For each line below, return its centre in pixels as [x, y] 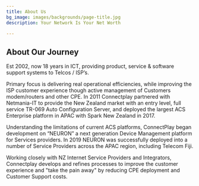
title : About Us [26, 12]
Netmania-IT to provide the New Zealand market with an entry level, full [94, 103]
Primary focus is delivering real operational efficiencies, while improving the [99, 84]
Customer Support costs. [37, 176]
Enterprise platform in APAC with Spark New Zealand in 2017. [81, 116]
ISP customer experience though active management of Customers [89, 90]
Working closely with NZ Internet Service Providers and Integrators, [89, 157]
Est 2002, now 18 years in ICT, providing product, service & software [90, 67]
